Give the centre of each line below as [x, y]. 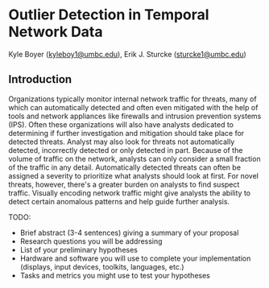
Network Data [56, 32]
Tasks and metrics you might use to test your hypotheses [115, 275]
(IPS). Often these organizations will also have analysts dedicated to [121, 124]
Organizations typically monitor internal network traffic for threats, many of [132, 99]
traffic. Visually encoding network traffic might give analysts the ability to [130, 193]
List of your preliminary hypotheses [79, 249]
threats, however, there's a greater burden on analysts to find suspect [124, 184]
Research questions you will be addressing [91, 241]
